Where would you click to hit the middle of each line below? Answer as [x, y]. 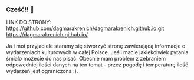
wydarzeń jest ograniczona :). [42, 71]
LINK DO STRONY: [29, 22]
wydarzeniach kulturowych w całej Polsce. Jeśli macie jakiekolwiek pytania [97, 52]
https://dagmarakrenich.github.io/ [47, 35]
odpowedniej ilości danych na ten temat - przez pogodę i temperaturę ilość [97, 65]
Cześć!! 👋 [20, 9]
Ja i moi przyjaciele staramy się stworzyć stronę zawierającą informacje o [96, 46]
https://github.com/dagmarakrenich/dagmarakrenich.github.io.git [85, 28]
